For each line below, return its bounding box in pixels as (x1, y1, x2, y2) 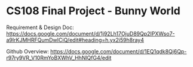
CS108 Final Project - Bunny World (6, 4, 180, 18)
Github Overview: (6, 47, 50, 55)
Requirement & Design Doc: (6, 24, 74, 31)
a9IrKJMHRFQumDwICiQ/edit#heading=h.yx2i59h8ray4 (6, 36, 145, 43)
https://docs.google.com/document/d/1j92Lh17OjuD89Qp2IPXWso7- (6, 30, 175, 37)
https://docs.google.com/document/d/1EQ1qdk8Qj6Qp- (50, 47, 187, 55)
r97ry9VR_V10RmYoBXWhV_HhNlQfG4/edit (6, 54, 112, 61)
